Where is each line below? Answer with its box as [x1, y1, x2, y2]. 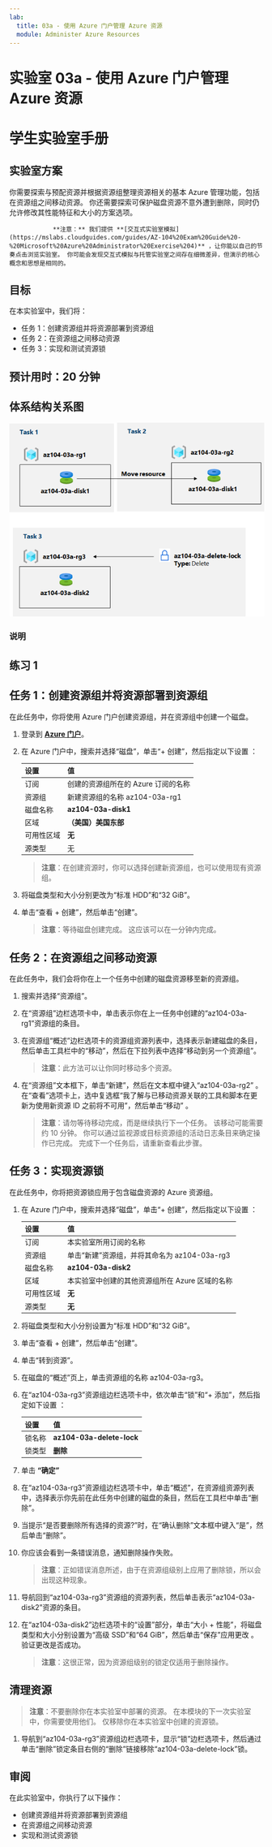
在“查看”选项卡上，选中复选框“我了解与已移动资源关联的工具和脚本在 [20, 1090, 251, 1100]
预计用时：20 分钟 [9, 369, 100, 383]
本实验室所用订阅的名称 [66, 1237, 146, 1247]
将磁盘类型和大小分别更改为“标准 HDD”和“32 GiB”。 [20, 890, 195, 900]
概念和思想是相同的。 [9, 259, 70, 267]
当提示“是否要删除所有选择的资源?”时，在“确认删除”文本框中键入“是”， [20, 1520, 257, 1530]
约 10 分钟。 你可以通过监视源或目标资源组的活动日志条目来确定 [40, 1128, 253, 1137]
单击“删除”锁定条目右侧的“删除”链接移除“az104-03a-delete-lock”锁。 [20, 1744, 252, 1754]
